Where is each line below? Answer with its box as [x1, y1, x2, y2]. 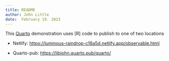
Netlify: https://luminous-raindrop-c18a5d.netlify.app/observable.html [12, 40, 160, 46]
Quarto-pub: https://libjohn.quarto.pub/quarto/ [12, 50, 111, 56]
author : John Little [5, 12, 50, 17]
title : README [5, 7, 36, 13]
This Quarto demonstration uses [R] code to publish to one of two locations [5, 31, 164, 37]
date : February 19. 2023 [5, 17, 60, 22]
